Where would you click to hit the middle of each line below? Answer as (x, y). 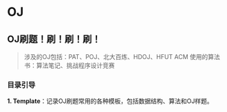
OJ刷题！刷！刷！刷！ (54, 39)
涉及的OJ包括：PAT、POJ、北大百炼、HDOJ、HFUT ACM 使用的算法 (122, 57)
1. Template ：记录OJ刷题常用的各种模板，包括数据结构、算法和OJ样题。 (110, 101)
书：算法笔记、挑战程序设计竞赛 (69, 65)
